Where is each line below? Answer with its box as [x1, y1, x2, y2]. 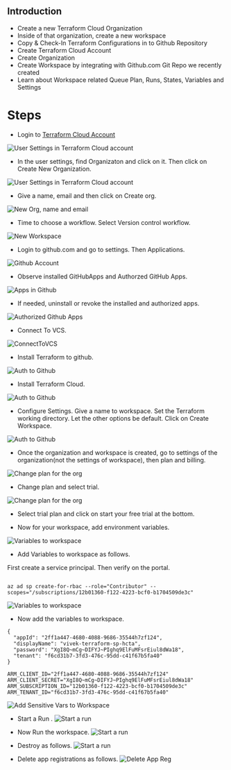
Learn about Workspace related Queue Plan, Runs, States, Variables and [17, 76, 224, 84]
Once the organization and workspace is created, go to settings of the [17, 448, 218, 457]
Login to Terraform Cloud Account [17, 130, 116, 138]
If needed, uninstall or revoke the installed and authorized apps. [17, 299, 200, 308]
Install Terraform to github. [17, 353, 94, 361]
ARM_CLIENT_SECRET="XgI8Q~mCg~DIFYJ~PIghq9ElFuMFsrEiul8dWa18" [7, 676, 194, 683]
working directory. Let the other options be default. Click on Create [17, 414, 209, 422]
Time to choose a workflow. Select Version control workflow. [17, 218, 191, 226]
